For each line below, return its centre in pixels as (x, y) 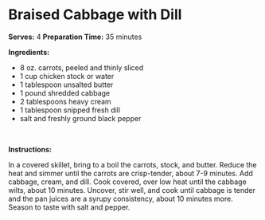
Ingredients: (29, 52)
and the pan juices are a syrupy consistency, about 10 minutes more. (121, 198)
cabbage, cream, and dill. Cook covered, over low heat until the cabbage (127, 182)
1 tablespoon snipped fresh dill (70, 110)
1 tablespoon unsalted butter (66, 84)
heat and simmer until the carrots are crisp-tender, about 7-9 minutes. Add (131, 173)
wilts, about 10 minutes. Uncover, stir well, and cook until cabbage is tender (132, 190)
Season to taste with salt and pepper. (69, 207)
